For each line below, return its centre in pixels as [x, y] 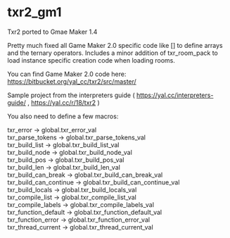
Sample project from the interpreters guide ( [71, 95]
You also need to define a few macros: [63, 116]
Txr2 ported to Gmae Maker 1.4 [52, 32]
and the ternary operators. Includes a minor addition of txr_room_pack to [113, 53]
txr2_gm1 [34, 12]
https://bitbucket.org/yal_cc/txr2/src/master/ [72, 81]
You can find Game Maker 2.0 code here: [67, 74]
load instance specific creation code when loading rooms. [91, 60]
